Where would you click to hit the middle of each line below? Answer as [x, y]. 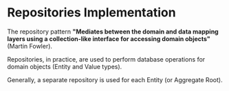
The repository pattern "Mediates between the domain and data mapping [113, 31]
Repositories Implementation [92, 13]
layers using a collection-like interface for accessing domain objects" [109, 38]
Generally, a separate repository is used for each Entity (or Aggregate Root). [115, 79]
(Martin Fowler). [30, 46]
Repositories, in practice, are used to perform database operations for [106, 59]
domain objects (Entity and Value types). [65, 66]
